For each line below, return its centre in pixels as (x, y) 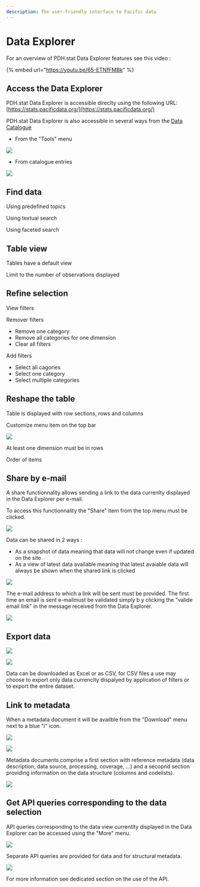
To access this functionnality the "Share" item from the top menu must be (97, 511)
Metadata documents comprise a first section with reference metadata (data (100, 760)
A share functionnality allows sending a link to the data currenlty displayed (98, 493)
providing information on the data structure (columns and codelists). (90, 773)
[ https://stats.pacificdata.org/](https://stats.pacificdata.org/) (81, 109)
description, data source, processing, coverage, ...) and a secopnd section (98, 766)
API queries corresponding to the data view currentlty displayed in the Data (99, 826)
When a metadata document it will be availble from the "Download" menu (97, 720)
